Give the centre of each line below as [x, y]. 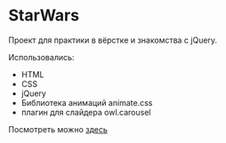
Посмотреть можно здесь [58, 129]
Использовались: [41, 57]
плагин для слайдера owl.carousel [86, 112]
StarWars [44, 16]
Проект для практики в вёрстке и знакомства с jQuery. [113, 40]
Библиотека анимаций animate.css [87, 102]
